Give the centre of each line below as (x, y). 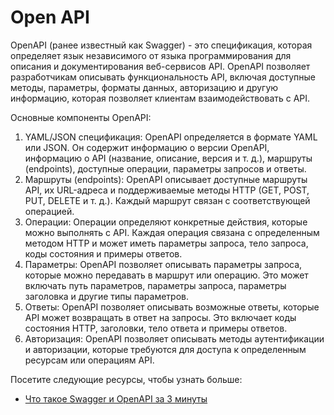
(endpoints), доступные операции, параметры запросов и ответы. (165, 168)
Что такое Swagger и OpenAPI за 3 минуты (116, 398)
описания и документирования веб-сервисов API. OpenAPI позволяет (160, 66)
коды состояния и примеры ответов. (103, 253)
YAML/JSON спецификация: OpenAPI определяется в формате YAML (171, 137)
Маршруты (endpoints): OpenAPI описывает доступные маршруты (166, 179)
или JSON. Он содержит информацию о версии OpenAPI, (147, 147)
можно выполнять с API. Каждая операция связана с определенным (172, 232)
